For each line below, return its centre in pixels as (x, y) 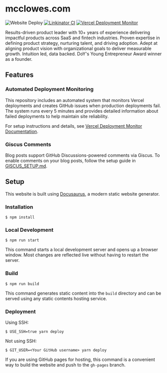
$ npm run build (22, 284)
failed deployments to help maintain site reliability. (57, 116)
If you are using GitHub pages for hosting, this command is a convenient (80, 359)
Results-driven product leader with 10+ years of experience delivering (78, 32)
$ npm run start (22, 240)
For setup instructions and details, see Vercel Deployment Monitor (74, 126)
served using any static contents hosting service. (56, 298)
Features (19, 75)
